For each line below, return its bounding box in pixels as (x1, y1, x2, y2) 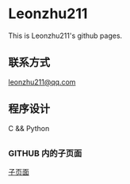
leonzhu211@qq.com (8, 77, 76, 87)
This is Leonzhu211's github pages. (8, 31, 123, 40)
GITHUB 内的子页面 (8, 148, 82, 159)
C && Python (8, 123, 50, 133)
